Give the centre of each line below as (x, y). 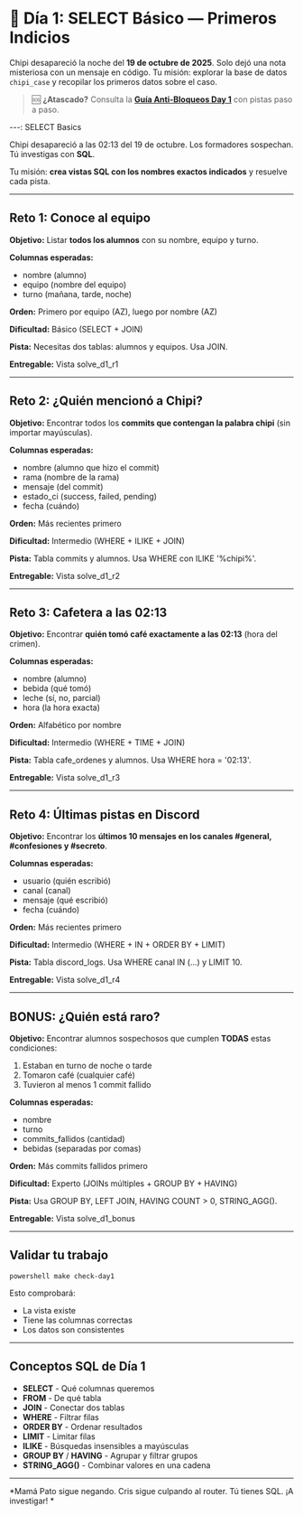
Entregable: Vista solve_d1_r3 (64, 778)
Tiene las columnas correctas (78, 1320)
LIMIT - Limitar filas (59, 1436)
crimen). (25, 644)
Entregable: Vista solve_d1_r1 (64, 364)
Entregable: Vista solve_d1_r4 (65, 980)
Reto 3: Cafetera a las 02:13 (88, 612)
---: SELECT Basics (46, 126)
